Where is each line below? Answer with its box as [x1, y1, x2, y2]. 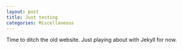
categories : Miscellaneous [6, 20, 74, 26]
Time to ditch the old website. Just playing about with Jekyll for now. [6, 36, 177, 44]
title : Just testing [6, 14, 59, 20]
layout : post [6, 8, 39, 15]
